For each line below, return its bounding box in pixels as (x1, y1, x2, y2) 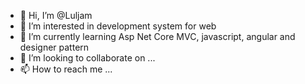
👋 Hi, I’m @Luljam (19, 10, 93, 21)
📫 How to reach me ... (19, 63, 113, 75)
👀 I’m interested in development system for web (19, 20, 217, 32)
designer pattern (19, 41, 90, 53)
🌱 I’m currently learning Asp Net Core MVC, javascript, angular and (19, 31, 296, 42)
